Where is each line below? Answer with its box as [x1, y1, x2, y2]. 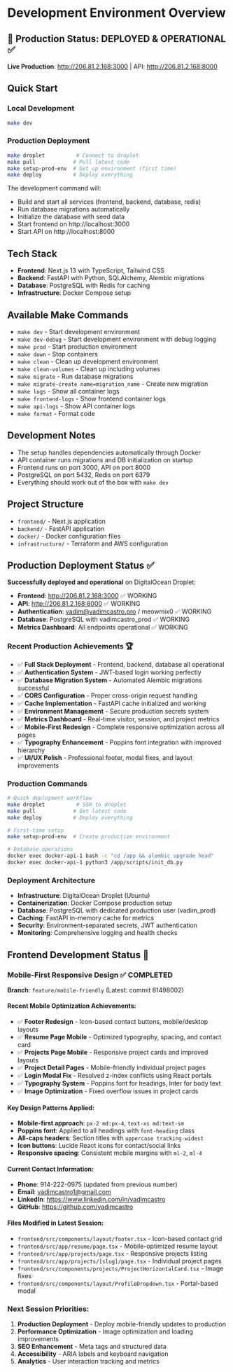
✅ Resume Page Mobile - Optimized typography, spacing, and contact [17, 1033, 222, 1041]
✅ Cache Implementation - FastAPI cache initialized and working [17, 699, 206, 707]
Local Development [7, 104, 75, 113]
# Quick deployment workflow [7, 795, 92, 802]
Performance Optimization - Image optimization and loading [17, 1327, 194, 1336]
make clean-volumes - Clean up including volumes [17, 364, 161, 373]
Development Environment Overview [7, 5, 226, 21]
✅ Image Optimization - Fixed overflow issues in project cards [17, 1087, 199, 1095]
